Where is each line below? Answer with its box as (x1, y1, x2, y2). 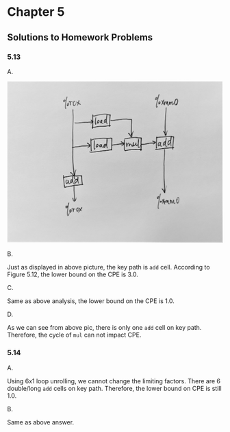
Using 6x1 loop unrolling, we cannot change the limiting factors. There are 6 (7, 376, 221, 385)
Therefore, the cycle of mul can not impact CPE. (7, 331, 142, 339)
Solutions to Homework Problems (7, 32, 153, 43)
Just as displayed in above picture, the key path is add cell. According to (7, 263, 210, 272)
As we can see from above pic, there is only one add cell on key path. (7, 324, 202, 332)
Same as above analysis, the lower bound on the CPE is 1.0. (7, 297, 175, 305)
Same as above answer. (7, 418, 74, 426)
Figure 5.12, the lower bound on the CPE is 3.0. (7, 270, 139, 278)
